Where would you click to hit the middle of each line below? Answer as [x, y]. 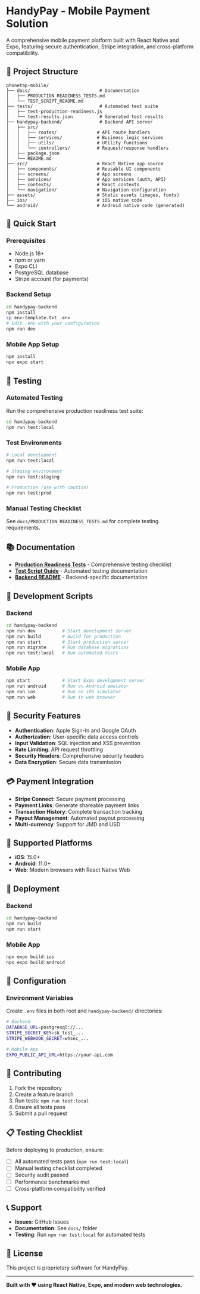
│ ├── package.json [33, 153]
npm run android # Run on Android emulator [68, 686]
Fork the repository [38, 1088]
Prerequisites [26, 241]
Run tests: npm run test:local [52, 1100]
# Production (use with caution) [48, 487]
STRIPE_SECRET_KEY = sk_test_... [45, 1033]
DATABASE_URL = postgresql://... [45, 1027]
